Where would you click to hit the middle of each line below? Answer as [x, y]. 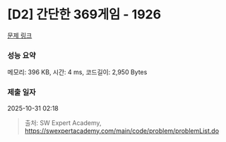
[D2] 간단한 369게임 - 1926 [84, 14]
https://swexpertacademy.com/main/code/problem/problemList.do [122, 131]
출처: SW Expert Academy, [63, 123]
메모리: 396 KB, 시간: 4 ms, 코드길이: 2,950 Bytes [77, 72]
